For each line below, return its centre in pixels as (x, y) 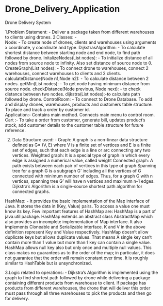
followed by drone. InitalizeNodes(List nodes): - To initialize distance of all (79, 57)
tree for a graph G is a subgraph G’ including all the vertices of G (77, 171)
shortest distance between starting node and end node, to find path (73, 53)
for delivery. (17, 298)
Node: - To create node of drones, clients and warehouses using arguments (81, 42)
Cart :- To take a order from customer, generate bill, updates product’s (75, 120)
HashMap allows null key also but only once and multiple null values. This (78, 248)
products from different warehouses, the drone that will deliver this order (78, 288)
